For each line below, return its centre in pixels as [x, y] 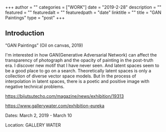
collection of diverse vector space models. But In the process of [71, 76]
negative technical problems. [35, 86]
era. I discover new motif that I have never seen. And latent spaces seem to [82, 65]
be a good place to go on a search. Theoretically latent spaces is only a [78, 70]
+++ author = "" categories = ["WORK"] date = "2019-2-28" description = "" [83, 7]
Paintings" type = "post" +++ [35, 18]
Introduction [25, 33]
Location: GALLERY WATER [33, 125]
